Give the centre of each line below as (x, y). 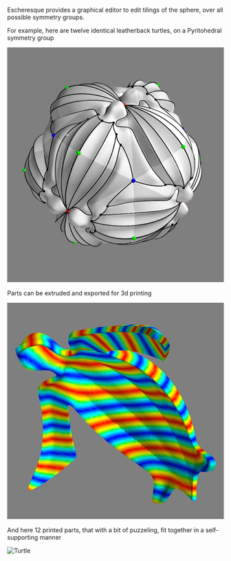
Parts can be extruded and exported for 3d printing (79, 293)
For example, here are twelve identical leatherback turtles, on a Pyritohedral (114, 31)
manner (51, 537)
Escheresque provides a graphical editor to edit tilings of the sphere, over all (115, 10)
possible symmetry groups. (46, 17)
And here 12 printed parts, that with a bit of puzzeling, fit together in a (106, 530)
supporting (23, 537)
